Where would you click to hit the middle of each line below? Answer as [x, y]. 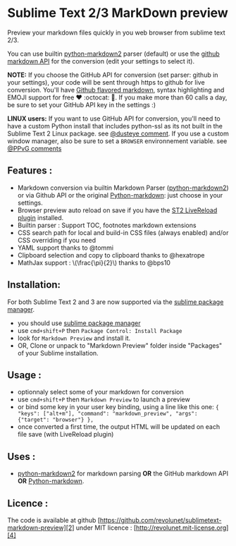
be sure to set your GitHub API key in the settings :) [82, 104]
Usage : [25, 375]
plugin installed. [41, 217]
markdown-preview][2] [41, 528]
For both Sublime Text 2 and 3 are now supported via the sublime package [116, 302]
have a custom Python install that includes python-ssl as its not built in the [115, 126]
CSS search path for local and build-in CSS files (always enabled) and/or [123, 232]
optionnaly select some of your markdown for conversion [101, 392]
